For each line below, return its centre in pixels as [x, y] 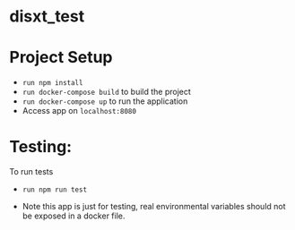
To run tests [31, 172]
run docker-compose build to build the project [106, 92]
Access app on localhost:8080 [79, 111]
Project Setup [61, 58]
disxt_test [47, 17]
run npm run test [55, 190]
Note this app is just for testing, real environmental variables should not [154, 207]
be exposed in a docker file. [74, 216]
